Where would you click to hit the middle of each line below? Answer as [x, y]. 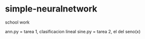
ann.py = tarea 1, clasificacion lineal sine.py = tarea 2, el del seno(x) [73, 31]
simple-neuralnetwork [51, 9]
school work [17, 22]
